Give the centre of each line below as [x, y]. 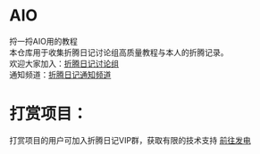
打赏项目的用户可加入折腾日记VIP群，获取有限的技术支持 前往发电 [130, 140]
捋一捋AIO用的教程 [44, 41]
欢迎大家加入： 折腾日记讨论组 [64, 63]
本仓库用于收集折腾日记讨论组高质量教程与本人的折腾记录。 [119, 52]
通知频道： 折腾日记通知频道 [60, 74]
